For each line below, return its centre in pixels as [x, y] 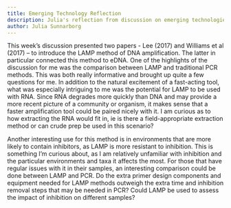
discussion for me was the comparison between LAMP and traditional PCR [112, 68]
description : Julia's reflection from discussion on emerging [98, 20]
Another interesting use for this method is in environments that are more [109, 139]
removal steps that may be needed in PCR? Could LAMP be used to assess [113, 190]
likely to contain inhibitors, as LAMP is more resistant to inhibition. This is [110, 147]
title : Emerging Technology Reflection [64, 13]
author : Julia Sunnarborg [44, 26]
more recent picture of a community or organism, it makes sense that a [108, 104]
